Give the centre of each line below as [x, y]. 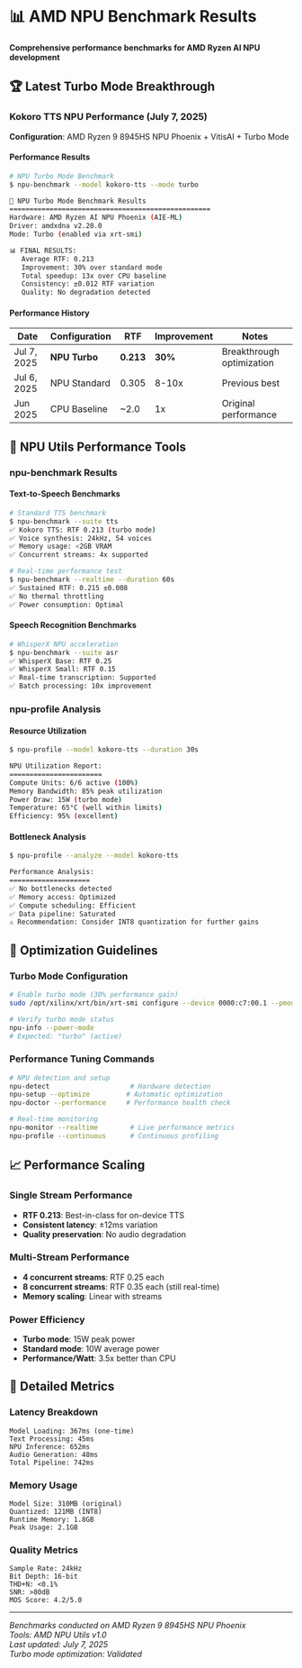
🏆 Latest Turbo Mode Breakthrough [112, 87]
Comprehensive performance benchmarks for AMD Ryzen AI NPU [135, 47]
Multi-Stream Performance [70, 1257]
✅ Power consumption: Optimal [67, 605]
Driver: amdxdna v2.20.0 [56, 226]
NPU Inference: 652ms [50, 1446]
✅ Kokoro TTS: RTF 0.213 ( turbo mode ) [83, 530]
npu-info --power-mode [52, 1027]
